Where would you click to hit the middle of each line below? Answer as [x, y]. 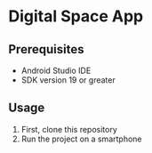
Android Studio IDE [56, 70]
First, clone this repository [69, 129]
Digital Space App [76, 16]
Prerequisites [46, 49]
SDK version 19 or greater [68, 80]
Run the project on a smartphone [81, 139]
